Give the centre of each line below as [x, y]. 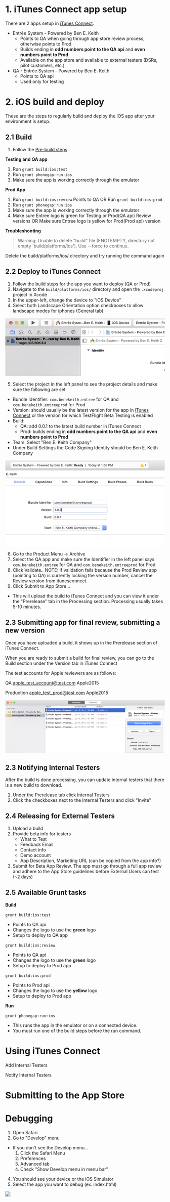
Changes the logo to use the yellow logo [55, 991]
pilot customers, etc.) [42, 65]
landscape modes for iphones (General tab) [58, 311]
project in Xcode [30, 294]
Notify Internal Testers [29, 1075]
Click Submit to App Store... [41, 586]
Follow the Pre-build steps [40, 149]
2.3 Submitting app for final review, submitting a [83, 623]
